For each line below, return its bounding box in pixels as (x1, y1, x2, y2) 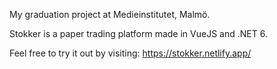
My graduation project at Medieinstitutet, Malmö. (9, 9, 211, 20)
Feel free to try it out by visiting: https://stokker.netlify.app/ (9, 47, 252, 59)
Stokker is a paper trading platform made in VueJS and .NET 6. (9, 28, 268, 39)
